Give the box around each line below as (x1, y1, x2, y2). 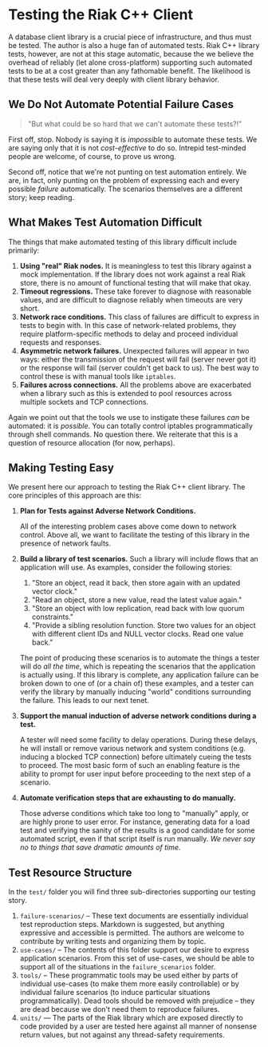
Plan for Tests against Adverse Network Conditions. (19, 506, 197, 516)
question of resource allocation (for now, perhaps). (8, 438, 175, 447)
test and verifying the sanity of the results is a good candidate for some (19, 825, 255, 835)
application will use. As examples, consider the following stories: (19, 562, 233, 573)
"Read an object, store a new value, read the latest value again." (31, 595, 242, 605)
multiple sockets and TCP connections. (19, 397, 149, 406)
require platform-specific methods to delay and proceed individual (19, 329, 238, 338)
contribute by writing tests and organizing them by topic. (19, 937, 207, 946)
